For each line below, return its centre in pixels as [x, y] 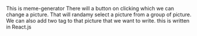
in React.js [19, 27]
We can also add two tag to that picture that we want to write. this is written [98, 21]
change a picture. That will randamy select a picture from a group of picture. [99, 15]
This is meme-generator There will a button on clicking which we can [90, 8]
